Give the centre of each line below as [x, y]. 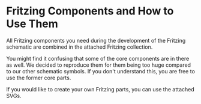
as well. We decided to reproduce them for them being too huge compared [98, 65]
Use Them [32, 24]
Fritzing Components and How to [90, 11]
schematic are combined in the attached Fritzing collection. [79, 47]
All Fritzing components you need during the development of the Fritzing [96, 40]
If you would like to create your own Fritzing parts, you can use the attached [100, 89]
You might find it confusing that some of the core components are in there [98, 58]
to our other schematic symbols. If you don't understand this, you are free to [100, 71]
